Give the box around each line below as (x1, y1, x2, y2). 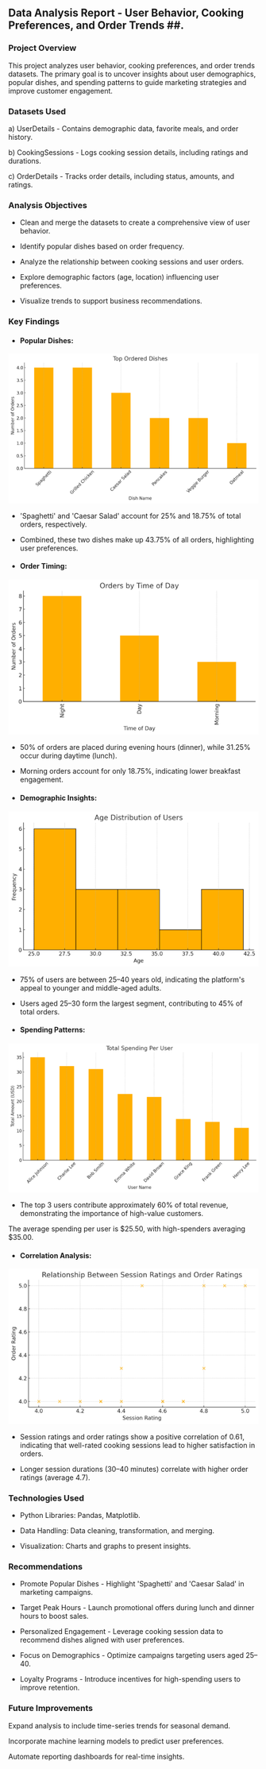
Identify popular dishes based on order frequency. (19, 241, 185, 251)
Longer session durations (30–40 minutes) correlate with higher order (19, 1464, 249, 1474)
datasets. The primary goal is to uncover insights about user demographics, (8, 69, 256, 79)
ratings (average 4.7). (19, 1473, 91, 1482)
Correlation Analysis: (19, 1250, 92, 1260)
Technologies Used (8, 1493, 85, 1504)
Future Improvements (8, 1703, 94, 1714)
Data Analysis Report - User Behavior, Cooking (8, 6, 245, 20)
